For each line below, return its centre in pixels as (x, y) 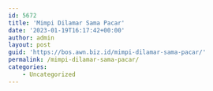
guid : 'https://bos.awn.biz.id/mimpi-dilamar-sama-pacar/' (107, 52)
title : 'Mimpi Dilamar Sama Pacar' (67, 23)
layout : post (30, 45)
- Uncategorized (49, 74)
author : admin (32, 38)
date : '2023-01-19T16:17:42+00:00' (67, 30)
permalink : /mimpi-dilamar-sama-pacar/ (74, 60)
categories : (28, 67)
